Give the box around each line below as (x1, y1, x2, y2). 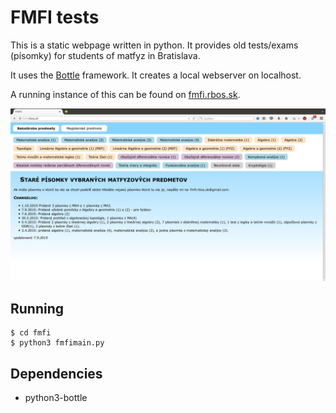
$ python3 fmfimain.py (10, 338, 105, 348)
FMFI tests (10, 6, 100, 29)
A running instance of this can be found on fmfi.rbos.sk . (10, 88, 241, 100)
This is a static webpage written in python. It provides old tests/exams (10, 39, 299, 51)
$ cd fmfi (10, 328, 52, 338)
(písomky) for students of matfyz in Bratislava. (10, 49, 201, 61)
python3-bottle (24, 392, 88, 404)
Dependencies (10, 365, 103, 382)
